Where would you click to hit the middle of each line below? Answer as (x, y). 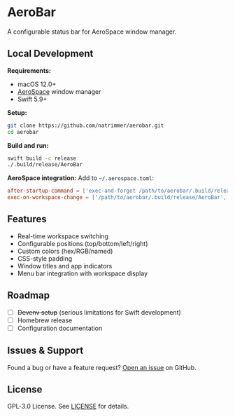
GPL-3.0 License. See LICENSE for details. (68, 406)
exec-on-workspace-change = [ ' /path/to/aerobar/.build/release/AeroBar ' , (117, 198)
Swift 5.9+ (32, 99)
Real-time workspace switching (63, 236)
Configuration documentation (60, 328)
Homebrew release (45, 320)
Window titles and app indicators (65, 266)
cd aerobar (23, 132)
